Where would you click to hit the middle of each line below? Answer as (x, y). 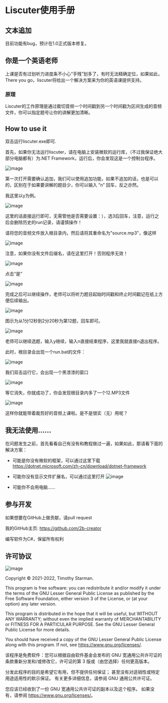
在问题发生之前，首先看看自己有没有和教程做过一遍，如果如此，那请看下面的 (84, 443)
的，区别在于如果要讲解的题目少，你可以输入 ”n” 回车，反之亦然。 (73, 185)
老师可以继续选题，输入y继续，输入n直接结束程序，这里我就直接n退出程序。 (83, 341)
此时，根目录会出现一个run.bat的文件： (45, 351)
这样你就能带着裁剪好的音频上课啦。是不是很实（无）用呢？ (66, 413)
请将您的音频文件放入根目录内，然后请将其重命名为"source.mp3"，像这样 (81, 233)
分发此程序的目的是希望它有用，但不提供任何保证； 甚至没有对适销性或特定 (82, 672)
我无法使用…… (28, 431)
